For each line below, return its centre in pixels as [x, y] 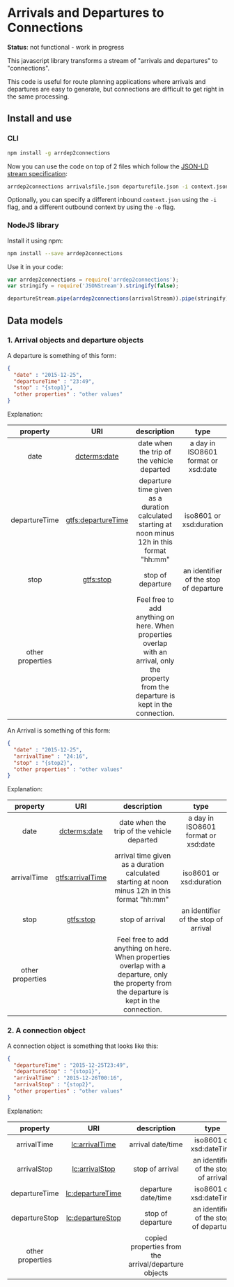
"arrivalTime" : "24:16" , [51, 756]
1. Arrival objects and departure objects [76, 340]
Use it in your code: [36, 266]
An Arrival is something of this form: [59, 731]
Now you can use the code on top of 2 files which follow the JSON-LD [108, 166]
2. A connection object [46, 1030]
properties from [156, 1246]
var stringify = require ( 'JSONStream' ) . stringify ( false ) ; [93, 286]
